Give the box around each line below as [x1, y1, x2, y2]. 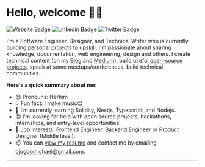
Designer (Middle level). [15, 132, 76, 139]
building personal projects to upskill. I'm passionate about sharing [6, 44, 172, 51]
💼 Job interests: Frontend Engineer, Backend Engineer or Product [15, 126, 179, 133]
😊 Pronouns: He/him [15, 93, 68, 100]
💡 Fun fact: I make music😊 [15, 100, 84, 107]
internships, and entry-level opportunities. [15, 119, 121, 126]
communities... [6, 69, 44, 77]
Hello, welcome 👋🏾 [6, 5, 103, 19]
